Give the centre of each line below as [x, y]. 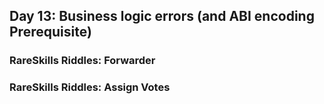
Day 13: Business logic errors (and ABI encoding [162, 16]
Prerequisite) [50, 32]
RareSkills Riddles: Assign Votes [90, 87]
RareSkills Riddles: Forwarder [82, 61]
